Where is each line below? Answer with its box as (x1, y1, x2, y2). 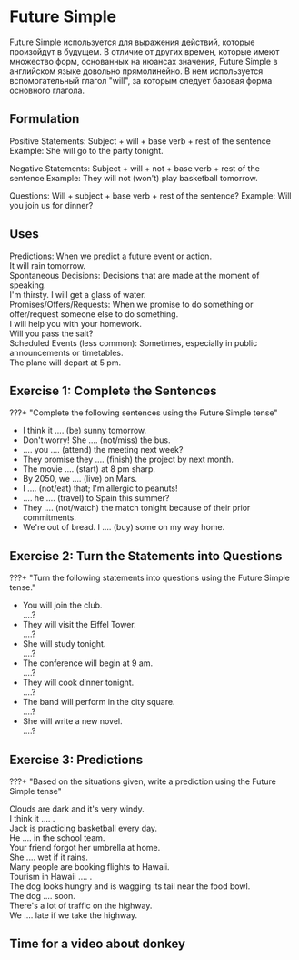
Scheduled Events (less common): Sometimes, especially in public (9, 337, 258, 348)
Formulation (9, 111, 80, 127)
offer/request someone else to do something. (9, 308, 179, 320)
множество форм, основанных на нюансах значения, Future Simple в (9, 56, 278, 66)
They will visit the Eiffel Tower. (22, 619, 136, 630)
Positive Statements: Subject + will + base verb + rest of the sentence (9, 135, 271, 147)
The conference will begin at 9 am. (22, 658, 154, 669)
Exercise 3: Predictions (9, 751, 144, 767)
